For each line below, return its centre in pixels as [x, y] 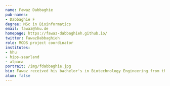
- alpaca [14, 62]
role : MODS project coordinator [39, 43]
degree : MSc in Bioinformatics [38, 24]
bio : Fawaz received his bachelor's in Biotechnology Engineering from [82, 71]
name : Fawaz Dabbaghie [29, 10]
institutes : [18, 48]
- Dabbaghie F [20, 19]
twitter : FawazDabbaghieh [32, 38]
